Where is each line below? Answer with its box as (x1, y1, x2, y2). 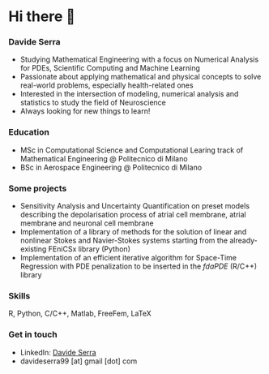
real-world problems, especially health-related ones (19, 80, 194, 90)
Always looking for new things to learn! (19, 106, 151, 116)
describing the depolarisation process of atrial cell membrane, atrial (19, 210, 247, 220)
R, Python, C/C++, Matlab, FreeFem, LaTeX (8, 308, 152, 319)
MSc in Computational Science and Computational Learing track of (19, 145, 244, 155)
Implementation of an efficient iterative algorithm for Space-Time (19, 253, 237, 263)
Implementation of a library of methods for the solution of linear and (19, 227, 247, 237)
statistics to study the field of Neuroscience (19, 97, 166, 108)
